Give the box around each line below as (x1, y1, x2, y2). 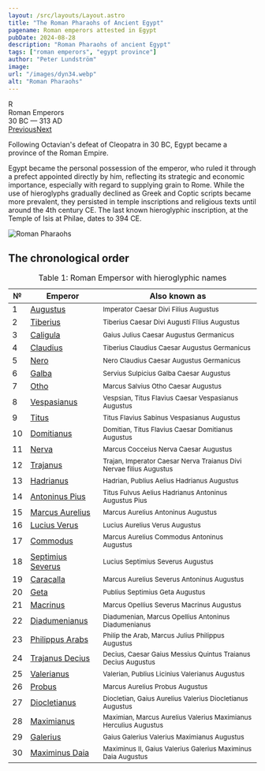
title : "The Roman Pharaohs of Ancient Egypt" (8, 19, 164, 27)
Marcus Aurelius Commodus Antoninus (102, 533, 223, 542)
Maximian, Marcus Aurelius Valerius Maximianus (102, 713, 252, 722)
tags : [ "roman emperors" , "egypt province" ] (8, 48, 157, 56)
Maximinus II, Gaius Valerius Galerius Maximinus (102, 744, 252, 754)
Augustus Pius (102, 496, 147, 505)
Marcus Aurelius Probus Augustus (102, 683, 208, 691)
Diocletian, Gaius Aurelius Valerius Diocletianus (102, 695, 248, 703)
